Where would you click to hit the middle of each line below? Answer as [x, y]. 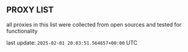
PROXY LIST [30, 10]
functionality [22, 31]
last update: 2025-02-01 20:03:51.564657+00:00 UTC [72, 42]
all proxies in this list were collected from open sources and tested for [94, 24]
